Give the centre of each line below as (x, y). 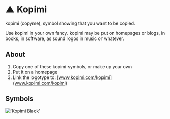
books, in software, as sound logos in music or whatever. (65, 38)
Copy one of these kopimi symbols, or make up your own (72, 66)
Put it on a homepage (35, 72)
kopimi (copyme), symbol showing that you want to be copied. (70, 23)
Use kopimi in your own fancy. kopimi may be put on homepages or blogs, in (85, 33)
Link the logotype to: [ (36, 77)
